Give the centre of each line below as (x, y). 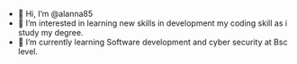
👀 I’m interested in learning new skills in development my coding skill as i (153, 23)
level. (28, 52)
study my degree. (50, 32)
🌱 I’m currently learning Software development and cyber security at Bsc (153, 42)
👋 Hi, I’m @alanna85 (55, 14)
